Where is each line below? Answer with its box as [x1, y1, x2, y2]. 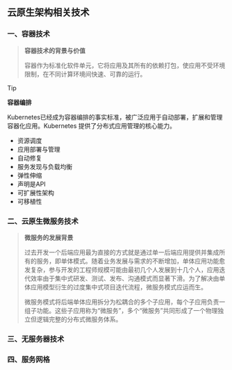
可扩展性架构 [17, 188, 54, 197]
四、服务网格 [7, 354, 51, 364]
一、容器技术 [7, 29, 51, 39]
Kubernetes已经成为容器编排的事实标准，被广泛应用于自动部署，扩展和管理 [7, 113, 223, 121]
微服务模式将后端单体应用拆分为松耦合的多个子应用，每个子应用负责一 [24, 298, 226, 306]
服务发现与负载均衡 [17, 162, 73, 170]
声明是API [17, 179, 47, 188]
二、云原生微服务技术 [7, 216, 78, 226]
